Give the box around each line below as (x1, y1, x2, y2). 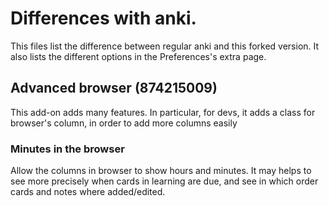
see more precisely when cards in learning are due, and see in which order (10, 175, 319, 187)
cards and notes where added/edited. (10, 186, 166, 198)
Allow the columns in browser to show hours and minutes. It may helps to (10, 165, 312, 177)
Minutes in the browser (10, 142, 125, 156)
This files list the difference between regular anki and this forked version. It (10, 40, 320, 52)
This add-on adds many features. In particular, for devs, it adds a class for (10, 106, 316, 118)
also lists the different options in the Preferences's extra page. (10, 50, 267, 62)
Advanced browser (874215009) (10, 80, 218, 97)
